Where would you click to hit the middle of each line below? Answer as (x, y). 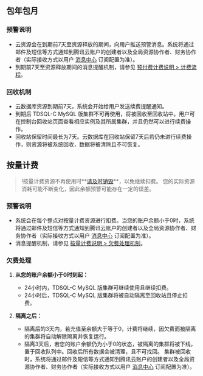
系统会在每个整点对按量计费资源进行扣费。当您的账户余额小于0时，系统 (105, 220)
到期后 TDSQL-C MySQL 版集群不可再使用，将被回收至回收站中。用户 (102, 114)
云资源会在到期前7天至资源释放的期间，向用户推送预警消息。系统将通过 (105, 44)
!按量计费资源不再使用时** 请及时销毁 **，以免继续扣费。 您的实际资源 (108, 181)
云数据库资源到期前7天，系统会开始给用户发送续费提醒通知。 (91, 106)
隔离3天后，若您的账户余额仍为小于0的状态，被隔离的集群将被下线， (110, 344)
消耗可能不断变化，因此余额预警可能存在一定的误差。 (88, 189)
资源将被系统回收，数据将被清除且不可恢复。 (87, 144)
